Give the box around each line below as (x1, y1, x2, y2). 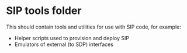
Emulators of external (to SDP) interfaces (14, 41, 114, 48)
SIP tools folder (6, 4, 82, 17)
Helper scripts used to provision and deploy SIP (14, 34, 130, 41)
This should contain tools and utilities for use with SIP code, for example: (6, 23, 181, 30)
